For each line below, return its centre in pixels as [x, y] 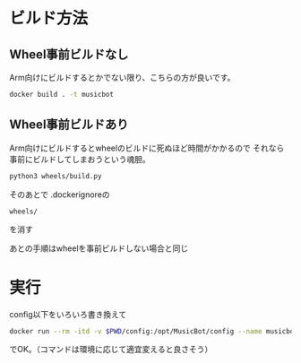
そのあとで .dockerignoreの [60, 194]
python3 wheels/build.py [56, 176]
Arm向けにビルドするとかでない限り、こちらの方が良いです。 [122, 78]
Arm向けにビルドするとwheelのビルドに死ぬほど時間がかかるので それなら [147, 148]
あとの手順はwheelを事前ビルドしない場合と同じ [99, 248]
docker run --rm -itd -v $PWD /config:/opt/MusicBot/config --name [136, 331]
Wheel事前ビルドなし [69, 54]
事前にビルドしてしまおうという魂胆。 [80, 159]
